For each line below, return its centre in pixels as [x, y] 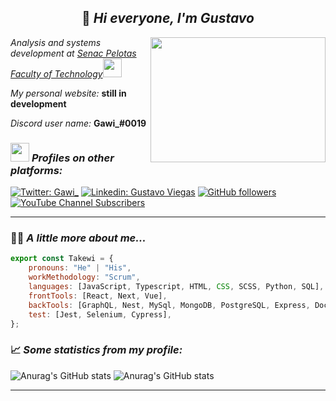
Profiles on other [73, 158]
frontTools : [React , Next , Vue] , [98, 296]
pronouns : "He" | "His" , [80, 268]
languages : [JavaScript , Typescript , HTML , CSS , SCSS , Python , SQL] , [176, 287]
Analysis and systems [56, 42]
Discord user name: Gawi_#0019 [78, 123]
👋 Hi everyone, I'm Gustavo [168, 18]
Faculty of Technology [56, 73]
